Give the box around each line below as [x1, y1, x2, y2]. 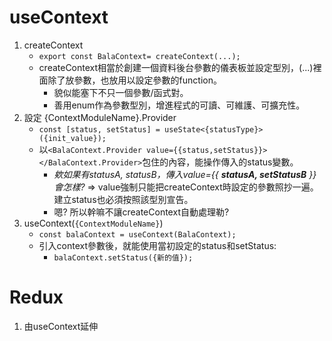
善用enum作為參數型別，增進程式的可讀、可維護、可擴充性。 [53, 99, 306, 111]
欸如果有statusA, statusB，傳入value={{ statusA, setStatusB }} [53, 168, 317, 180]
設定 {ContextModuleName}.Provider [23, 111, 177, 123]
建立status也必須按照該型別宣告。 [53, 193, 194, 205]
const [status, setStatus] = [38, 124, 161, 135]
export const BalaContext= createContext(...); [38, 51, 241, 61]
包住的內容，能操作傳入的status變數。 [142, 156, 299, 168]
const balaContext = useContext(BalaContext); [38, 229, 237, 240]
